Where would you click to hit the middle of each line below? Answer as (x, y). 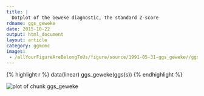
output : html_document (35, 35)
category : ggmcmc (28, 46)
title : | (17, 12)
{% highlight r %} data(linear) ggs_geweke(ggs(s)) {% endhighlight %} (95, 74)
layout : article (27, 40)
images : (16, 52)
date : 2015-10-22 (28, 29)
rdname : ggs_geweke (31, 23)
